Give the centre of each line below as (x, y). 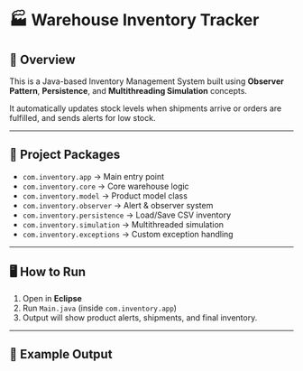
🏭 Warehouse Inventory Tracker (134, 20)
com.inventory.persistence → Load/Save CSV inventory (127, 215)
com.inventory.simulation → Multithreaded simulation (123, 224)
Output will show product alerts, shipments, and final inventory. (140, 317)
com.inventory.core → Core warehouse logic (106, 186)
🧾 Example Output (61, 354)
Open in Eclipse (52, 298)
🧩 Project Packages (65, 155)
